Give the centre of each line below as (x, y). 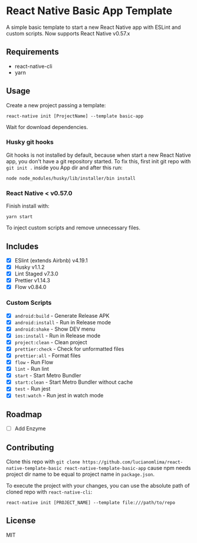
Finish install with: (28, 206)
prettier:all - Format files (47, 356)
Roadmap (24, 414)
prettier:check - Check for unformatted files (69, 348)
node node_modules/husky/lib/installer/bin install (71, 178)
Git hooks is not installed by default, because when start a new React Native (98, 155)
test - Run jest (32, 389)
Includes (22, 246)
